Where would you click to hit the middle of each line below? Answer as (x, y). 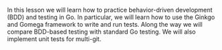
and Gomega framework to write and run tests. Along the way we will (105, 24)
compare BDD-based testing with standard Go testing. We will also (101, 32)
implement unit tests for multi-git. (54, 39)
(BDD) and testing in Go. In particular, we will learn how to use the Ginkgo (111, 17)
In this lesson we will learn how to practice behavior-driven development (110, 10)
